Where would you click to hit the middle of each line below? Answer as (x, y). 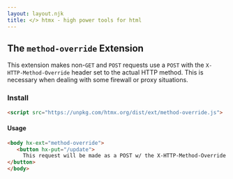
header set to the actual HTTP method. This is (137, 72)
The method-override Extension (76, 48)
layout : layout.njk (36, 14)
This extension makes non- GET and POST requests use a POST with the (106, 65)
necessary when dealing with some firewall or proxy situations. (98, 80)
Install (18, 98)
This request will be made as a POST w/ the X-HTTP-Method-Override (125, 156)
